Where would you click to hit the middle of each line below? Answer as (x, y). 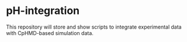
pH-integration (43, 11)
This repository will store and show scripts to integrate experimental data (94, 27)
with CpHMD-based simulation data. (50, 33)
